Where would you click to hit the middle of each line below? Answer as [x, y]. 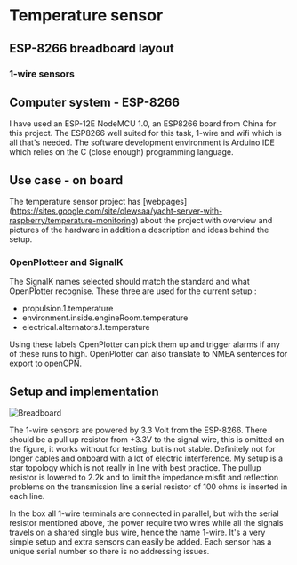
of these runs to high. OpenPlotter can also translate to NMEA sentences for [148, 354]
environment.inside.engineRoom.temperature [105, 318]
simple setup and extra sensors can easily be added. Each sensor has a [140, 542]
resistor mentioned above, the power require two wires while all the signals [146, 523]
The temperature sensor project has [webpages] [98, 202]
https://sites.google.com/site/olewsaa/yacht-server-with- [117, 211]
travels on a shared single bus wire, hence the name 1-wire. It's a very [137, 533]
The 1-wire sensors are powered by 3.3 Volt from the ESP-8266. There [138, 430]
